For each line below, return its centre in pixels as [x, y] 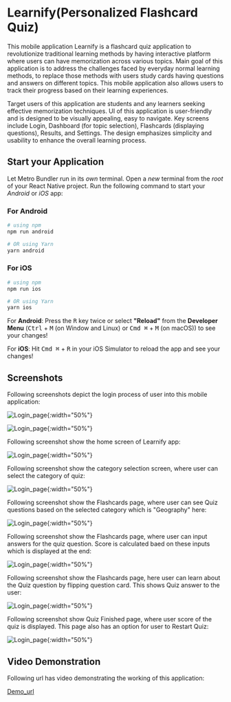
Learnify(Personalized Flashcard [102, 13]
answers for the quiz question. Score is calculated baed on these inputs [109, 544]
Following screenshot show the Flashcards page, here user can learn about [114, 578]
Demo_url [21, 691]
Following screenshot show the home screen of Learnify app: [94, 442]
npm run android [30, 231]
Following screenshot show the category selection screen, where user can [113, 468]
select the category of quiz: [46, 476]
